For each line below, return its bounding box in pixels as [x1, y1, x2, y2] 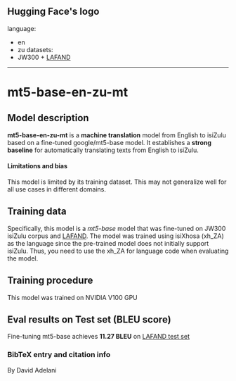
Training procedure [7, 275, 93, 287]
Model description [7, 112, 89, 124]
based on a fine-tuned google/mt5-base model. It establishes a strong [7, 138, 212, 146]
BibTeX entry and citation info [7, 350, 111, 360]
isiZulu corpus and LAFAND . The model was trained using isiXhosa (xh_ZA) [7, 232, 225, 240]
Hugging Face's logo [7, 6, 100, 18]
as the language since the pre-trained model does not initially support [7, 239, 209, 247]
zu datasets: [17, 45, 54, 54]
